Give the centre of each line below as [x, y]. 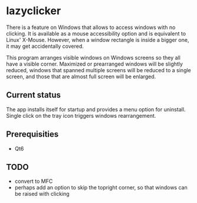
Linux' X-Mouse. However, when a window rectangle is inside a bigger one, [98, 40]
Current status [33, 95]
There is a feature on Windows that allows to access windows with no [91, 27]
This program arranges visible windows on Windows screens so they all [93, 57]
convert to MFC [34, 181]
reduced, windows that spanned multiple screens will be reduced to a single [99, 70]
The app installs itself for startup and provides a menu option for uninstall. [96, 109]
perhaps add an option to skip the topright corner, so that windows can [101, 188]
